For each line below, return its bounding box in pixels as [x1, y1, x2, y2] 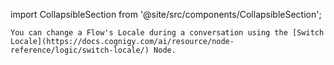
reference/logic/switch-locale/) [10, 45, 150, 55]
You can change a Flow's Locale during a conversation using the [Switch [10, 28, 325, 38]
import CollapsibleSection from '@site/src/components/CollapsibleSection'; [10, 9, 322, 20]
